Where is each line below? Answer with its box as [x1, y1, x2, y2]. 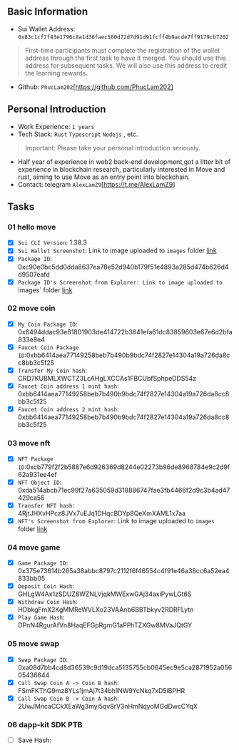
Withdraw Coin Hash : [17, 597, 78, 606]
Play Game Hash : [17, 613, 66, 622]
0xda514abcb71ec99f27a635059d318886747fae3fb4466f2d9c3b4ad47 [17, 486, 230, 494]
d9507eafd [17, 270, 50, 279]
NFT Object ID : [17, 478, 62, 486]
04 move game [7, 542, 61, 552]
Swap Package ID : [17, 655, 68, 664]
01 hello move [7, 222, 56, 232]
